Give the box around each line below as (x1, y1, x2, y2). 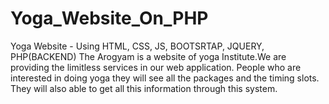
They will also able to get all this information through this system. (10, 82, 278, 94)
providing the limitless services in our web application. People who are (10, 61, 302, 73)
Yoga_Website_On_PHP (10, 7, 209, 30)
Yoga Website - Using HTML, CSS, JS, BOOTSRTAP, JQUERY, (10, 40, 265, 52)
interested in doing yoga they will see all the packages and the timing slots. (10, 72, 320, 84)
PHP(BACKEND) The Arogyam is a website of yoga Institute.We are (10, 50, 287, 62)
